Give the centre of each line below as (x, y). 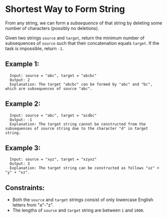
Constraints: (25, 188)
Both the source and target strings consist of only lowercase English (83, 200)
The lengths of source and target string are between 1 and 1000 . (78, 211)
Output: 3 (20, 164)
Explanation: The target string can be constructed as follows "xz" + (84, 168)
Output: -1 (21, 120)
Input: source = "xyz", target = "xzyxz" (53, 160)
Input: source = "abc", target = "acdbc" (53, 115)
